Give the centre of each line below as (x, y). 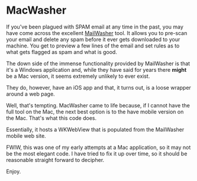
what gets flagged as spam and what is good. (62, 52)
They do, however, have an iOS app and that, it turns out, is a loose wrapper (98, 87)
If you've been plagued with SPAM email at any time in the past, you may (95, 27)
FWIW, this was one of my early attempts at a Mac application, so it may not (98, 147)
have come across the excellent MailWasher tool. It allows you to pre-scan (97, 33)
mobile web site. (26, 136)
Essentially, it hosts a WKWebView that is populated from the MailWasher (95, 129)
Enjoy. (14, 171)
